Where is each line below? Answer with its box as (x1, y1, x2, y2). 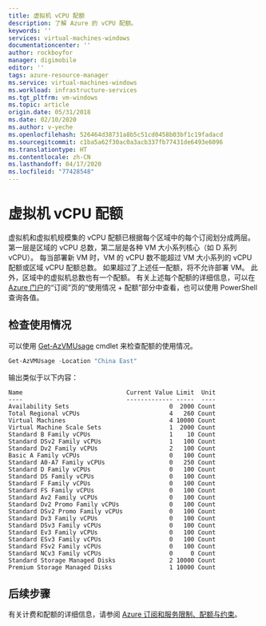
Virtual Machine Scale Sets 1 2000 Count (8, 423, 216, 432)
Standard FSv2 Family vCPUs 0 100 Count (8, 542, 216, 550)
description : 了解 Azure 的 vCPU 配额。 (8, 19, 137, 27)
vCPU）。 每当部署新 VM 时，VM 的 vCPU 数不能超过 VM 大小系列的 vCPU (8, 253, 252, 262)
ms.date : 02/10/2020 (8, 116, 77, 124)
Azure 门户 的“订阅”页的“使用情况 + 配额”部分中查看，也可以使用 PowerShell (8, 282, 258, 292)
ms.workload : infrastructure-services (8, 86, 137, 94)
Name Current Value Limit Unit (8, 389, 216, 397)
